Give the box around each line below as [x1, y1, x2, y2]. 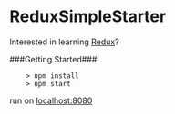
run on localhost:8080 [9, 95, 93, 106]
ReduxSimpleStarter [9, 6, 167, 27]
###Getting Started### [9, 53, 98, 64]
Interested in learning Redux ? [9, 36, 120, 47]
